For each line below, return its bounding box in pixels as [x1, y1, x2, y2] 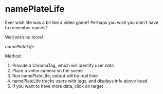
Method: [5, 53, 22, 59]
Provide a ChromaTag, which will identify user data [12, 62, 114, 68]
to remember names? [5, 24, 48, 30]
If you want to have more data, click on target [12, 83, 103, 89]
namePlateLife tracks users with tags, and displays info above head [12, 78, 147, 84]
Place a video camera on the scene [12, 67, 83, 74]
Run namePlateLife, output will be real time [12, 73, 98, 78]
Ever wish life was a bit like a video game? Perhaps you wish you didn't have [5, 19, 159, 25]
